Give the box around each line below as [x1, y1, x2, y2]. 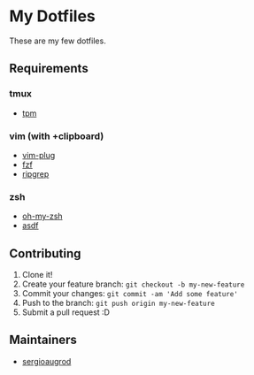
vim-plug [21, 149, 56, 160]
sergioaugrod [21, 356, 72, 366]
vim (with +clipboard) [9, 130, 104, 142]
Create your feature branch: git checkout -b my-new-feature [21, 279, 245, 289]
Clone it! [21, 270, 53, 280]
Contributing [9, 246, 81, 261]
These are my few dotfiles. [9, 35, 106, 46]
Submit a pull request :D [21, 307, 111, 318]
